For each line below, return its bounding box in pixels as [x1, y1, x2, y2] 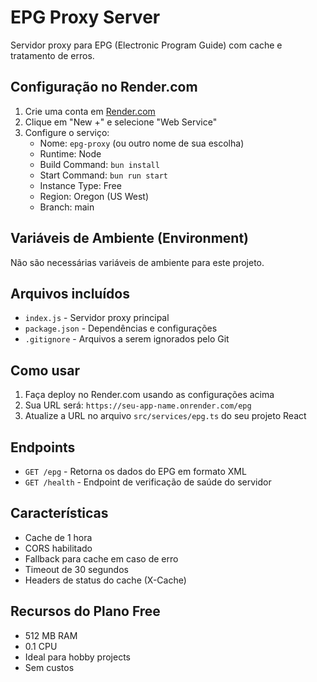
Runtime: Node [39, 147, 102, 160]
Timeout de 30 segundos [24, 563, 129, 575]
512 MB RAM [24, 629, 78, 641]
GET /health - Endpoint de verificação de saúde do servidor [24, 476, 272, 488]
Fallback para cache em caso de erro [24, 552, 179, 565]
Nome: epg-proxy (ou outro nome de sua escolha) [39, 137, 245, 149]
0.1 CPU [24, 640, 58, 652]
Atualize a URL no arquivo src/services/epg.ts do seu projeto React [24, 410, 307, 422]
